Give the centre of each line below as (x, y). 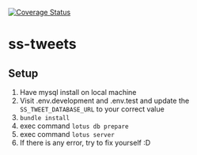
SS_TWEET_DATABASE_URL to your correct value (92, 109)
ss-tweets (42, 44)
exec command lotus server (67, 134)
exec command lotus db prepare (74, 126)
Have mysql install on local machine (78, 92)
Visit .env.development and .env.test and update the (104, 100)
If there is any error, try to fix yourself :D (85, 143)
